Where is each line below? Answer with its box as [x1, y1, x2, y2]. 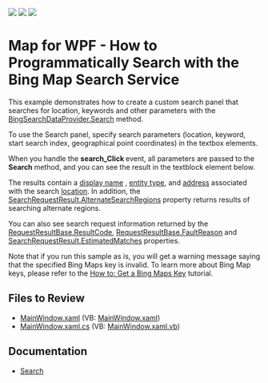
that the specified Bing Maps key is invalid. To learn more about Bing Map [8, 260, 251, 269]
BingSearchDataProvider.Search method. [8, 114, 144, 123]
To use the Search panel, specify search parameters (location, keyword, [8, 129, 246, 139]
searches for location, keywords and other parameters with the [8, 105, 216, 115]
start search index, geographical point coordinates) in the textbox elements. [8, 138, 258, 147]
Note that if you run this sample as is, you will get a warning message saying [8, 251, 261, 260]
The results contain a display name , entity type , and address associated [8, 177, 248, 187]
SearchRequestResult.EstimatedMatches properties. [8, 236, 180, 245]
